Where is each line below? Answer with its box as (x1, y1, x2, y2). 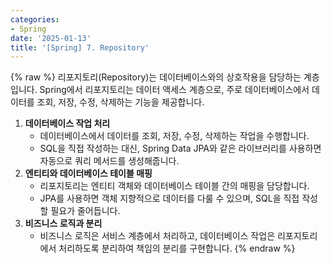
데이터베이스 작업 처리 (24, 117, 111, 130)
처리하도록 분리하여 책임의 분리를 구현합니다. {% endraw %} (58, 242, 296, 255)
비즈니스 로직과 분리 (24, 217, 103, 230)
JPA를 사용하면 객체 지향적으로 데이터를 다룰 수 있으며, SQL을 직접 (39, 192, 300, 205)
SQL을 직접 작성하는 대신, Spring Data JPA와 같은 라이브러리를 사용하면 (39, 142, 322, 155)
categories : (10, 14, 60, 25)
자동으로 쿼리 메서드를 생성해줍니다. (39, 155, 180, 167)
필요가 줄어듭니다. (50, 205, 121, 217)
